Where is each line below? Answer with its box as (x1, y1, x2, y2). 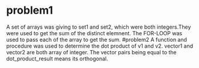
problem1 (6, 4, 53, 17)
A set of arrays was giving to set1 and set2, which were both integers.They (6, 23, 191, 30)
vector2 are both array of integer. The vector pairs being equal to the (6, 48, 177, 55)
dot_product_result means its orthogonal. (6, 55, 108, 62)
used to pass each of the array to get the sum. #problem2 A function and (6, 36, 188, 43)
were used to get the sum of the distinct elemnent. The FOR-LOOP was (6, 29, 182, 36)
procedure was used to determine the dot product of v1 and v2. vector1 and (6, 42, 194, 50)
